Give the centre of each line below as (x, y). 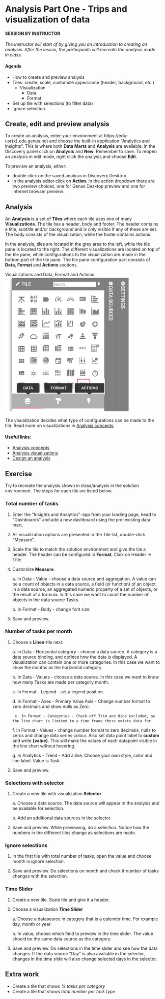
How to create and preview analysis (48, 77)
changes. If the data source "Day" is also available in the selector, (79, 953)
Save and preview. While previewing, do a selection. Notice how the (81, 828)
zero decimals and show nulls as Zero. (51, 706)
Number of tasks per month (39, 631)
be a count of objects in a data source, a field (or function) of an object (84, 584)
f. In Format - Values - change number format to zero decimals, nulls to (84, 730)
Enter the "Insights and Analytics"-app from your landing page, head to (84, 514)
